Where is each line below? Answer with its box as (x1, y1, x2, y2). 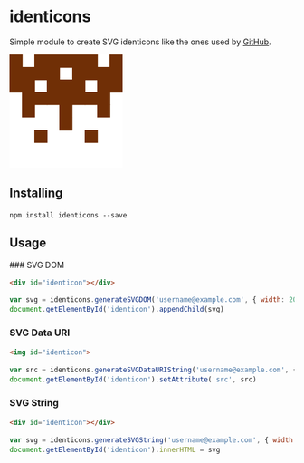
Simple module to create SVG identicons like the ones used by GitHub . (9, 36, 271, 47)
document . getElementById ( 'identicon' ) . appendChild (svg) (9, 305, 224, 314)
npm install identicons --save (9, 210, 128, 219)
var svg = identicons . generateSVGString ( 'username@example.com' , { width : (9, 436, 298, 445)
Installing (9, 186, 63, 201)
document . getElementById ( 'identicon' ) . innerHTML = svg (9, 446, 221, 455)
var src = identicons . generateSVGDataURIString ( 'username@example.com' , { (9, 365, 298, 375)
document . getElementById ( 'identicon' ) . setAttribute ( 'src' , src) (9, 375, 257, 384)
